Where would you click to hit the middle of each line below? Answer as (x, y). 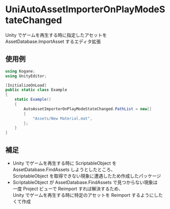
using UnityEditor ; (26, 76)
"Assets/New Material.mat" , (63, 119)
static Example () (33, 100)
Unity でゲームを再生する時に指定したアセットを (56, 35)
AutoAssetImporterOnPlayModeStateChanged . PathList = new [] (88, 109)
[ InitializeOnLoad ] (26, 85)
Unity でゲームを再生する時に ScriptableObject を (65, 163)
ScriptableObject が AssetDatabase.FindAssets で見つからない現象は (85, 182)
